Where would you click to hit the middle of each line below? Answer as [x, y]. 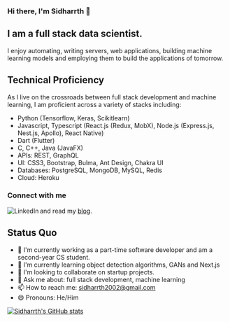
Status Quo [32, 233]
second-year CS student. [54, 257]
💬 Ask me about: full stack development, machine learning [101, 279]
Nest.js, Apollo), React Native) [60, 133]
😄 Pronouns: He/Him [48, 297]
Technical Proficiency [56, 80]
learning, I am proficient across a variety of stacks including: [94, 104]
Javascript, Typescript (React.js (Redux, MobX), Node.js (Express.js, [116, 125]
